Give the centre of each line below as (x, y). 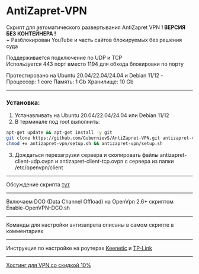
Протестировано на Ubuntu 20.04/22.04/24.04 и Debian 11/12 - (85, 75)
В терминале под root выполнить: (57, 122)
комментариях (25, 231)
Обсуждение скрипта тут (38, 184)
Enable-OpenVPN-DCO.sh (38, 208)
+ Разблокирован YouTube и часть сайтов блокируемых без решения (94, 40)
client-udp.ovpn (34, 161)
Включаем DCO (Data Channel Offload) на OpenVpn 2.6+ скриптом (90, 201)
